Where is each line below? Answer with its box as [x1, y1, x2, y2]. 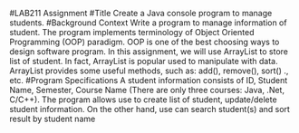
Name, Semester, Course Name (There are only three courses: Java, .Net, [9, 85, 285, 95]
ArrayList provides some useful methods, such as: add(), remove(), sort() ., [9, 65, 289, 76]
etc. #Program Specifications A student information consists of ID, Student [9, 75, 288, 85]
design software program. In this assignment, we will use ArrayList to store [9, 46, 288, 57]
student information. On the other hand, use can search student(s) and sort [9, 104, 290, 114]
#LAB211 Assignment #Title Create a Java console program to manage [9, 8, 273, 18]
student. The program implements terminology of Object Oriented [9, 27, 255, 37]
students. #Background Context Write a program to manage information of [9, 17, 287, 28]
